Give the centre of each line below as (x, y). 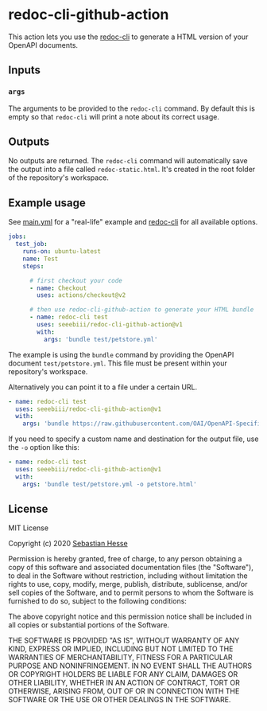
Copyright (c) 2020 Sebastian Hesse (68, 544)
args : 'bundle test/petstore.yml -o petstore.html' (110, 484)
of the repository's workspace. (59, 178)
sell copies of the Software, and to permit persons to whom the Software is (131, 593)
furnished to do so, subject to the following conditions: (97, 601)
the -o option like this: (44, 447)
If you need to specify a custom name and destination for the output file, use (133, 439)
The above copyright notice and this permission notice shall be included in (130, 617)
